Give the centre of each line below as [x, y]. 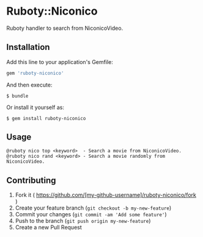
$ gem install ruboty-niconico [46, 118]
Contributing [31, 180]
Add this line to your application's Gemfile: [60, 62]
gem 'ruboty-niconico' [35, 73]
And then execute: [29, 85]
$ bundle [17, 96]
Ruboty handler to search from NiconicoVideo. [65, 28]
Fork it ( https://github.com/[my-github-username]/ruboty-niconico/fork [106, 195]
